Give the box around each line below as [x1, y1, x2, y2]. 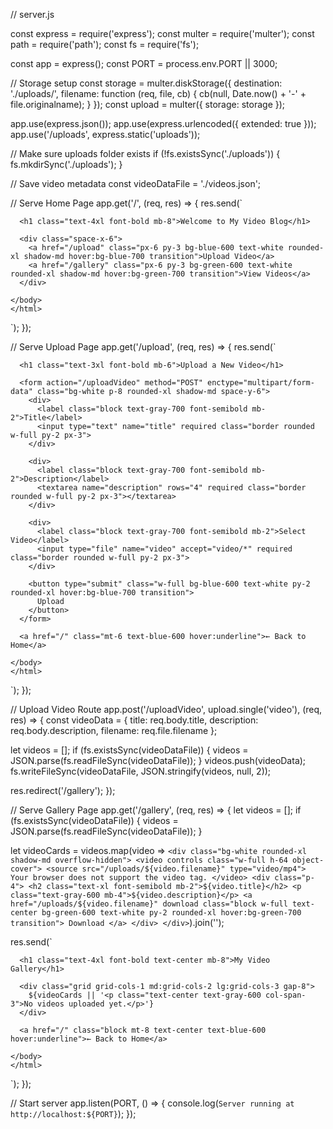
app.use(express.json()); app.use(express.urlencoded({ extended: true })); [10, 118, 317, 129]
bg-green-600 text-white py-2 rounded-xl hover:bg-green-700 [41, 908, 302, 918]
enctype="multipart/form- [206, 378, 315, 388]
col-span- [265, 990, 307, 1000]
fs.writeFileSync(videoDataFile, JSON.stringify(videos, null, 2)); [10, 765, 272, 777]
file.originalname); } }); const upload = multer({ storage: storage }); [10, 99, 286, 110]
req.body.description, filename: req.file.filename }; [10, 725, 218, 736]
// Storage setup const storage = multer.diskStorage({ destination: [10, 77, 283, 89]
